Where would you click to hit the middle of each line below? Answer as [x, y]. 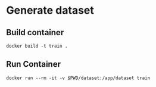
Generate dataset [50, 10]
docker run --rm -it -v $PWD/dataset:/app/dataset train [78, 78]
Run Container [34, 64]
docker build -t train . [37, 46]
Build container [35, 32]
